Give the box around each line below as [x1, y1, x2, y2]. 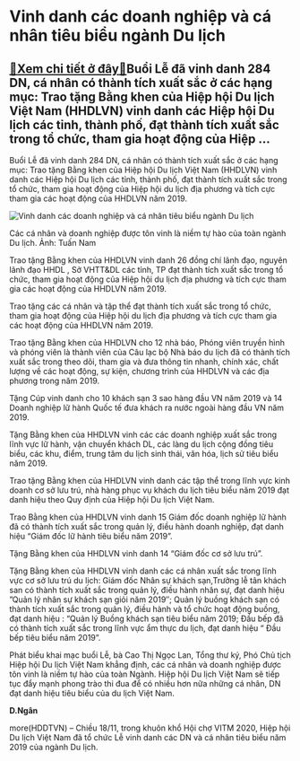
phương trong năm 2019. [9, 375, 100, 386]
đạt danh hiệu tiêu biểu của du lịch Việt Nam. [9, 688, 175, 698]
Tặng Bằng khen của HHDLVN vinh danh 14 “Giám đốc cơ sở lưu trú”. [9, 548, 263, 558]
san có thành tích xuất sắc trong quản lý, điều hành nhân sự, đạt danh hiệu [9, 585, 285, 595]
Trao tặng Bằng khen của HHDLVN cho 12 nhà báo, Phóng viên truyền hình [9, 337, 285, 347]
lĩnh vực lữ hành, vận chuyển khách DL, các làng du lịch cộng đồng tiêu [9, 439, 274, 450]
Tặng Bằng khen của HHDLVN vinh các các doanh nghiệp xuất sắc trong [9, 429, 278, 440]
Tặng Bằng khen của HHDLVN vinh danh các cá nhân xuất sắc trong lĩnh [9, 565, 277, 576]
